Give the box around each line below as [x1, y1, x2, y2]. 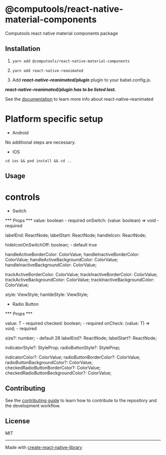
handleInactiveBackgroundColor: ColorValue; [5, 262, 97, 268]
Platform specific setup [5, 113, 103, 124]
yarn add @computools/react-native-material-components [12, 58, 130, 64]
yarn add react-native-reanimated [12, 68, 83, 73]
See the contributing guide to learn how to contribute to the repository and [5, 397, 157, 403]
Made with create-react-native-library [5, 444, 83, 450]
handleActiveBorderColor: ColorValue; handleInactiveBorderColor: [5, 251, 140, 257]
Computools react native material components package [5, 30, 118, 36]
